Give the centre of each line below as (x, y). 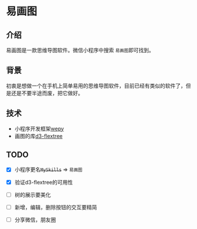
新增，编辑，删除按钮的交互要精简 (56, 207)
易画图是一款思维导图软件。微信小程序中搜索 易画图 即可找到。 (80, 50)
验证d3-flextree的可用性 (44, 182)
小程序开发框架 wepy (39, 129)
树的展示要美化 (33, 194)
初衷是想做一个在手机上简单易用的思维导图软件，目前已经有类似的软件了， (96, 86)
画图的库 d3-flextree (38, 136)
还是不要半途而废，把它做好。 (47, 93)
